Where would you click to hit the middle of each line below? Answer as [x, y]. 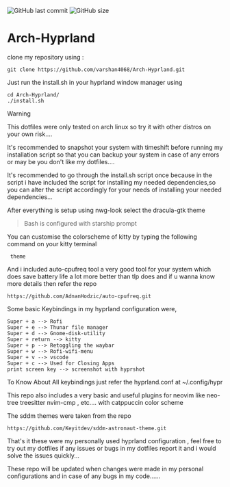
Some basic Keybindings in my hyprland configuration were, [92, 308]
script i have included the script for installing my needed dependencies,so [112, 182]
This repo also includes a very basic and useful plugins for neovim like [106, 395]
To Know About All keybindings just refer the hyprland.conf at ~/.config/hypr [115, 382]
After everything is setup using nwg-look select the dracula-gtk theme [106, 210]
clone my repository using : [46, 57]
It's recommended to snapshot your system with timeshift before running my [115, 147]
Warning [19, 114]
